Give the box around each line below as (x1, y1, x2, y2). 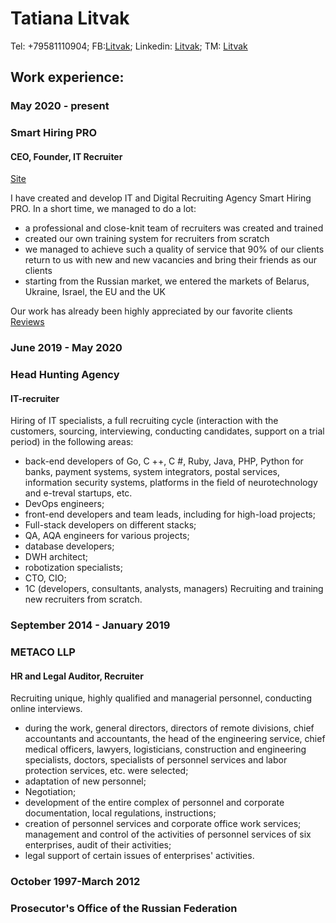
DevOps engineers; (24, 498, 105, 510)
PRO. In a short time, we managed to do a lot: (10, 203, 197, 215)
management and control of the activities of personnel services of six (24, 828, 312, 841)
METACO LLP (10, 645, 76, 659)
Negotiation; (24, 786, 77, 798)
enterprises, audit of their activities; (24, 839, 172, 851)
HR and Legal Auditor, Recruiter (10, 670, 144, 682)
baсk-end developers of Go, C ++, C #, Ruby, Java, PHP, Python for (24, 455, 304, 467)
